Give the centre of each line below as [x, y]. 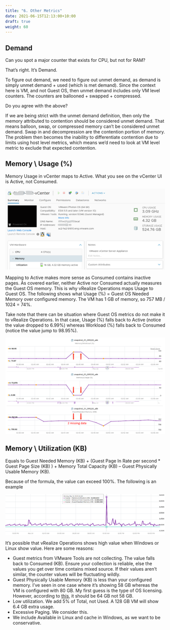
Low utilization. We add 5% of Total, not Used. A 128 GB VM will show [86, 602]
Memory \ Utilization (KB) [46, 449]
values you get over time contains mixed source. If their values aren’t [85, 569]
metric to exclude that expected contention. [51, 148]
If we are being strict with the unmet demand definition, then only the [77, 116]
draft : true [18, 21]
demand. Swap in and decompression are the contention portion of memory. [85, 132]
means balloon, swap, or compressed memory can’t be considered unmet [82, 126]
